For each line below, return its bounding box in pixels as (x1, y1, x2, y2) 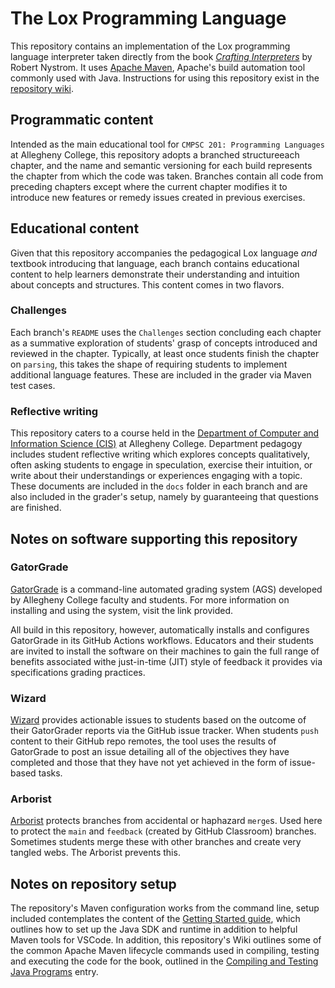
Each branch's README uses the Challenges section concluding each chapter (10, 326, 322, 338)
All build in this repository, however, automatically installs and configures (10, 623, 310, 636)
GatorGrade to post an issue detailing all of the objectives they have (10, 746, 290, 758)
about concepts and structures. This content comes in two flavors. (10, 278, 285, 291)
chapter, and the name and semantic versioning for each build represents (10, 159, 313, 171)
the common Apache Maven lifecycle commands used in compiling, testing (10, 945, 320, 957)
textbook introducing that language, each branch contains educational (10, 257, 300, 269)
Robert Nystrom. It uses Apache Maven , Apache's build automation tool (10, 61, 306, 73)
